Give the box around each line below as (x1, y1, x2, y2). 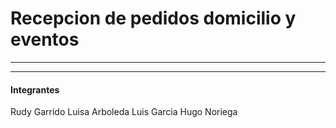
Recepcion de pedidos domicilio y (10, 7, 297, 30)
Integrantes (10, 83, 60, 96)
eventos (10, 28, 80, 51)
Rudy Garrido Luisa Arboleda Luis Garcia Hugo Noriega (10, 106, 238, 118)
